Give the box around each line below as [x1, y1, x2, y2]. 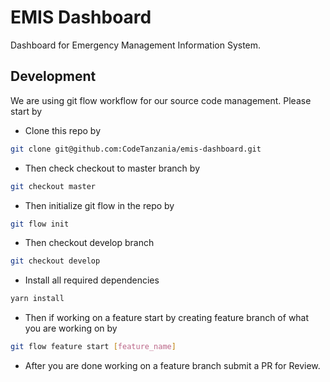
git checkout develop [10, 256, 101, 266]
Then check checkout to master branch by [24, 162, 200, 174]
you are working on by [24, 322, 118, 335]
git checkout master [10, 181, 97, 191]
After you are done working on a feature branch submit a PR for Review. [24, 360, 321, 371]
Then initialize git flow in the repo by [24, 199, 175, 211]
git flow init [10, 219, 70, 229]
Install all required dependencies [24, 274, 160, 286]
